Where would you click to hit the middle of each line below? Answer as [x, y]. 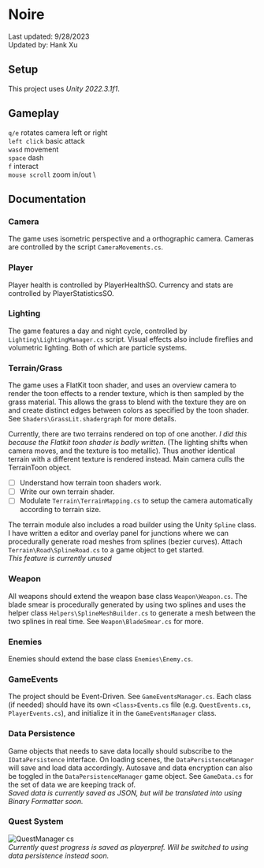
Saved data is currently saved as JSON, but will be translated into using [125, 793]
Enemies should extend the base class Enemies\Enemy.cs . [100, 658]
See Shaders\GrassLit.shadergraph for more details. [93, 419]
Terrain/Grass [35, 368]
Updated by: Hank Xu [43, 44]
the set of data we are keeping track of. [72, 784]
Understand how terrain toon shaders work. [90, 483]
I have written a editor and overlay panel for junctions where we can [119, 533]
